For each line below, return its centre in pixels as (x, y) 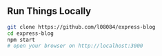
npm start (21, 40)
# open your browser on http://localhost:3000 (75, 46)
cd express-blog (30, 33)
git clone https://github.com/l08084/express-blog (81, 27)
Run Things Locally (49, 11)
